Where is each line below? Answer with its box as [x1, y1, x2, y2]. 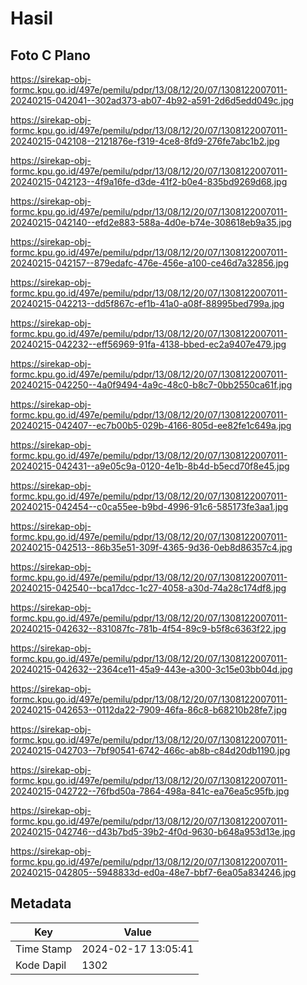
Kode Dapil [15, 958, 67, 972]
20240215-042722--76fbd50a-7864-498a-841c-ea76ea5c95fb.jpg [10, 785, 290, 797]
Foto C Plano [10, 47, 91, 64]
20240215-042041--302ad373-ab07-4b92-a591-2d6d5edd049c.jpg [10, 95, 295, 106]
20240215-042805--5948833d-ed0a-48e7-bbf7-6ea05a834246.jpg [10, 867, 297, 878]
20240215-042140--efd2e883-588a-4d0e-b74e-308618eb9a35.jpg [10, 217, 292, 228]
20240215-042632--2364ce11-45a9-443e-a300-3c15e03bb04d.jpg [10, 663, 293, 675]
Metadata [10, 895, 72, 912]
